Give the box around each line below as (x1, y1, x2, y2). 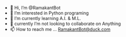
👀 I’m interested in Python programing (10, 10, 89, 16)
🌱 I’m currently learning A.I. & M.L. (10, 15, 81, 21)
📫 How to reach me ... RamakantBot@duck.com (10, 26, 111, 32)
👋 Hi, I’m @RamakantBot (10, 5, 60, 10)
